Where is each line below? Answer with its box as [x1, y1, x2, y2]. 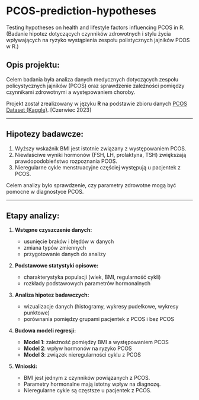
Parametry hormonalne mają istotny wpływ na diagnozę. [23, 380, 161, 388]
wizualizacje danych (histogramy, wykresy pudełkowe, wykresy [23, 303, 179, 310]
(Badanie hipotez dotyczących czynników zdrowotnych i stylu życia [6, 30, 171, 37]
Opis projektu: [6, 60, 60, 70]
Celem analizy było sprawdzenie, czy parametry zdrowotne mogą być [6, 181, 176, 188]
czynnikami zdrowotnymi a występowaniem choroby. [6, 88, 136, 96]
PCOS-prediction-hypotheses [6, 4, 157, 18]
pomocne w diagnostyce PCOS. [6, 188, 84, 195]
